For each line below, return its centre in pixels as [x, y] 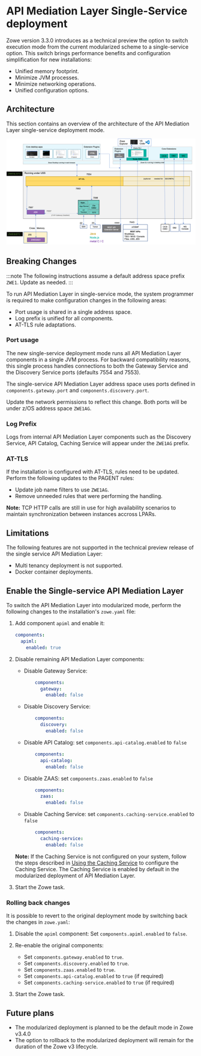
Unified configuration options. [52, 90]
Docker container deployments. [54, 572]
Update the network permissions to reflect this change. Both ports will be [97, 402]
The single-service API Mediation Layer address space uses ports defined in [101, 384]
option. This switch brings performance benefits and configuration [88, 53]
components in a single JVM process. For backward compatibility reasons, [98, 359]
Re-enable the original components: [59, 946]
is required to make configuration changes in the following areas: [86, 300]
